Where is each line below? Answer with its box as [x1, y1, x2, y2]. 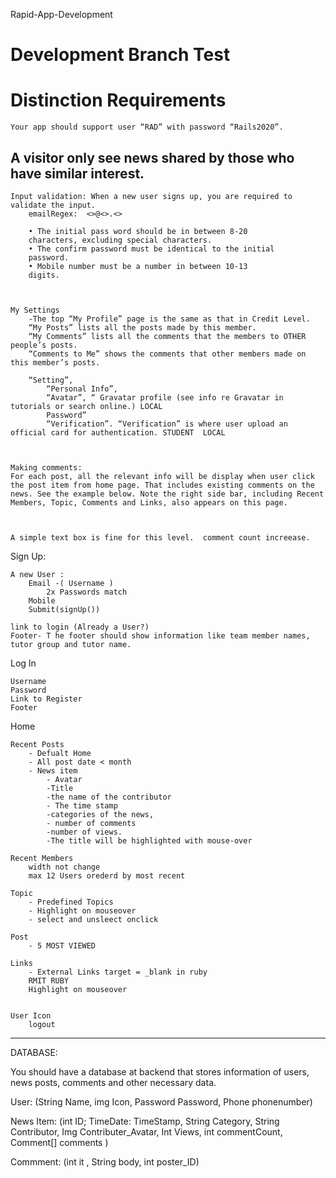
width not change [28, 862, 101, 872]
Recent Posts [10, 739, 65, 749]
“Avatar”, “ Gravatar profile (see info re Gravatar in [46, 392, 284, 403]
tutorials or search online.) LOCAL [10, 401, 163, 411]
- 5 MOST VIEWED [28, 940, 97, 951]
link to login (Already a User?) [10, 622, 150, 632]
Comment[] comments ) [10, 1136, 109, 1148]
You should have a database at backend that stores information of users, [10, 1065, 310, 1078]
